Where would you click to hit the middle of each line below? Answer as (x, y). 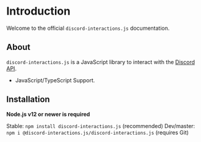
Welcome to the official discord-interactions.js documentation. (88, 28)
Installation (28, 100)
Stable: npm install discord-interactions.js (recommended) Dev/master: (101, 126)
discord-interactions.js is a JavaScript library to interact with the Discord (101, 62)
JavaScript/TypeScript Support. (55, 80)
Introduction (38, 11)
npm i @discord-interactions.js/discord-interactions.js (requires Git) (98, 132)
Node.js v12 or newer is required (48, 114)
